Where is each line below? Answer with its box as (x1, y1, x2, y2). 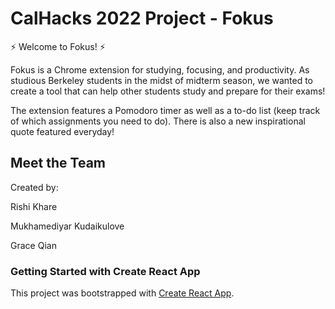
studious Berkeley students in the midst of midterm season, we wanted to (10, 74, 314, 86)
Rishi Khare (10, 200, 58, 212)
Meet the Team (10, 155, 106, 172)
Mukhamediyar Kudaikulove (10, 220, 125, 232)
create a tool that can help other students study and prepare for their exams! (10, 85, 326, 97)
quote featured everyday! (10, 125, 115, 137)
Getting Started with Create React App (10, 264, 201, 278)
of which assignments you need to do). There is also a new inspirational (10, 115, 306, 127)
